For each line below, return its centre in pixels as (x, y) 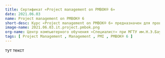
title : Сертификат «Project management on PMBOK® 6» (60, 9)
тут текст (15, 50)
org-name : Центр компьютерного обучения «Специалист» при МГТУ (71, 32)
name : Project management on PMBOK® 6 (45, 18)
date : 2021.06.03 (23, 14)
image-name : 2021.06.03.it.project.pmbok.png (52, 28)
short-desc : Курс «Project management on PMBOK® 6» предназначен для (78, 23)
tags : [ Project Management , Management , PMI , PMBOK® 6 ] (69, 37)
